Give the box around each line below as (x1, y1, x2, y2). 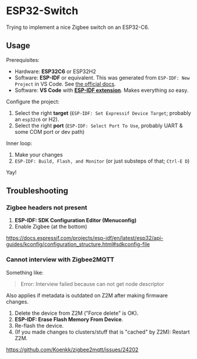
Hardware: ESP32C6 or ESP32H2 (14, 68, 96, 75)
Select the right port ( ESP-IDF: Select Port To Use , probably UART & (14, 122, 183, 129)
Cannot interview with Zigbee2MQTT (6, 255, 115, 264)
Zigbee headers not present (6, 203, 88, 212)
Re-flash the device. (14, 322, 64, 329)
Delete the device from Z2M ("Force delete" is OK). (14, 309, 139, 317)
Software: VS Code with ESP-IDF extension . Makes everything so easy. (14, 87, 189, 94)
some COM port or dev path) (14, 128, 85, 135)
